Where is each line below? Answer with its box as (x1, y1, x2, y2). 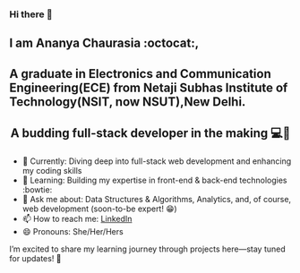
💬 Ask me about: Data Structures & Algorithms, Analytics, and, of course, (21, 194, 292, 205)
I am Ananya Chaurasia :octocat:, (9, 36, 200, 51)
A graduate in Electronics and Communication (9, 66, 271, 81)
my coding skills (21, 166, 82, 176)
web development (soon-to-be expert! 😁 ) (21, 203, 177, 214)
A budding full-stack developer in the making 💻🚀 (10, 125, 291, 141)
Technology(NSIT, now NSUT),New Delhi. (9, 94, 246, 109)
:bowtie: (21, 184, 53, 195)
